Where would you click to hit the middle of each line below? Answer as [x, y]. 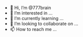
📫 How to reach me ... [33, 29]
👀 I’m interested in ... [31, 13]
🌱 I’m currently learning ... [37, 18]
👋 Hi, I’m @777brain [30, 8]
